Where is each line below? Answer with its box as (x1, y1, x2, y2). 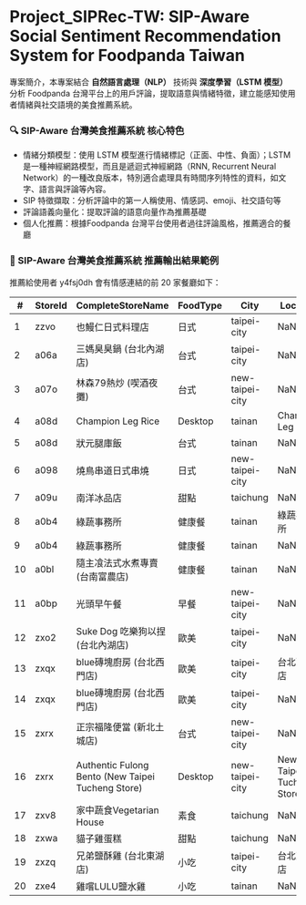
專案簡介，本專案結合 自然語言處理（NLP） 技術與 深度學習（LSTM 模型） (9, 76, 289, 87)
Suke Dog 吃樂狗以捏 (76, 624, 167, 637)
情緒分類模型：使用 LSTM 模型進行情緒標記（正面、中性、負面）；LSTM (22, 149, 291, 160)
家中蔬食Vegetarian (76, 804, 159, 817)
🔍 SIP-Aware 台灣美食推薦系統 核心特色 (9, 124, 185, 137)
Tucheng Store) (76, 781, 143, 794)
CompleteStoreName (76, 299, 169, 312)
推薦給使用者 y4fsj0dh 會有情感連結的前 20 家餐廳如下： (9, 276, 221, 288)
